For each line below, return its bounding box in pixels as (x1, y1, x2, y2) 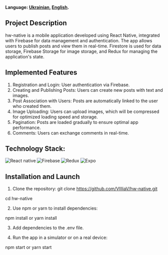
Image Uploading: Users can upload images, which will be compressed (12, 108, 159, 114)
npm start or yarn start (5, 244, 52, 250)
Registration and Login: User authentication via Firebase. (12, 82, 130, 88)
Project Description (5, 19, 67, 27)
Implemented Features (5, 68, 78, 77)
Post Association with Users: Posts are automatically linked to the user (12, 98, 158, 104)
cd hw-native (5, 196, 33, 202)
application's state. (5, 53, 45, 59)
